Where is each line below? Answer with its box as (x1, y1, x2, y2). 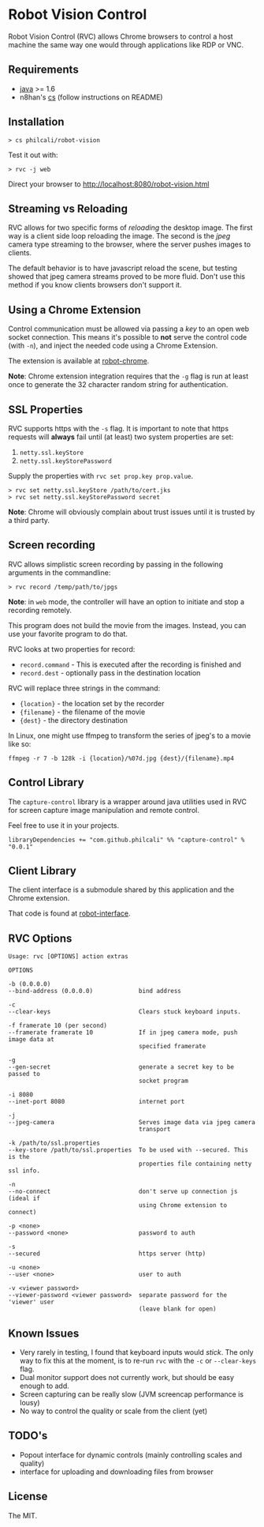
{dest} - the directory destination (19, 715, 128, 724)
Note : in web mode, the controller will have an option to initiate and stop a (8, 596, 244, 606)
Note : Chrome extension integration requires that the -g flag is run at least (8, 371, 249, 381)
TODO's (8, 1429, 48, 1442)
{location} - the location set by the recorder (19, 698, 165, 708)
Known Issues (8, 1326, 80, 1340)
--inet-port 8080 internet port (8, 1098, 185, 1106)
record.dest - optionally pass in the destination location (19, 668, 201, 677)
